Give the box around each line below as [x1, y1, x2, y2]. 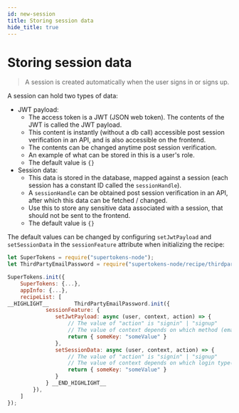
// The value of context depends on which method [68, 327, 218, 334]
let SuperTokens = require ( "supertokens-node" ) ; [7, 254, 154, 261]
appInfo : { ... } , [20, 286, 69, 294]
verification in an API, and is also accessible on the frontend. [28, 136, 206, 145]
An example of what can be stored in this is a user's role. [28, 151, 195, 160]
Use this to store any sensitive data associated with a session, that [28, 204, 223, 212]
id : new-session [7, 10, 55, 18]
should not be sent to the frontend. [28, 211, 131, 220]
